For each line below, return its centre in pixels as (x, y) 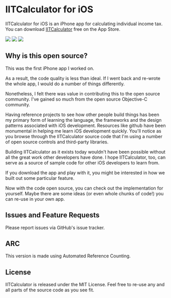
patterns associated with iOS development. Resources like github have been (85, 125)
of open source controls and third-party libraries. (57, 142)
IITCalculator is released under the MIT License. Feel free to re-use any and (85, 285)
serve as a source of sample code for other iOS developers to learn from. (82, 162)
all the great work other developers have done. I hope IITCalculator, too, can (85, 157)
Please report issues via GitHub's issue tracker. (55, 228)
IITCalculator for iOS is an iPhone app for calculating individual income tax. (84, 24)
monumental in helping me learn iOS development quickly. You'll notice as (83, 131)
